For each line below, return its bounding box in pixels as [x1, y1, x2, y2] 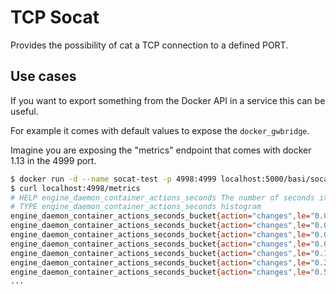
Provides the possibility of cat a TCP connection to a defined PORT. [10, 39, 289, 51]
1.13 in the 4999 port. [10, 154, 97, 166]
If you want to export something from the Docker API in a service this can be [10, 94, 326, 106]
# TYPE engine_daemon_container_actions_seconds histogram [10, 202, 262, 212]
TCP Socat [10, 6, 100, 29]
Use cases [10, 68, 77, 85]
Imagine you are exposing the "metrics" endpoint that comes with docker [10, 144, 312, 156]
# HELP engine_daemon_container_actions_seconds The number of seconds [10, 192, 315, 203]
